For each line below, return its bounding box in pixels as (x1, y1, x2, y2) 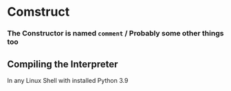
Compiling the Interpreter (7, 58, 118, 70)
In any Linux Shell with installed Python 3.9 (7, 76, 129, 84)
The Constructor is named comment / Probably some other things (7, 29, 224, 38)
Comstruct (7, 4, 70, 20)
